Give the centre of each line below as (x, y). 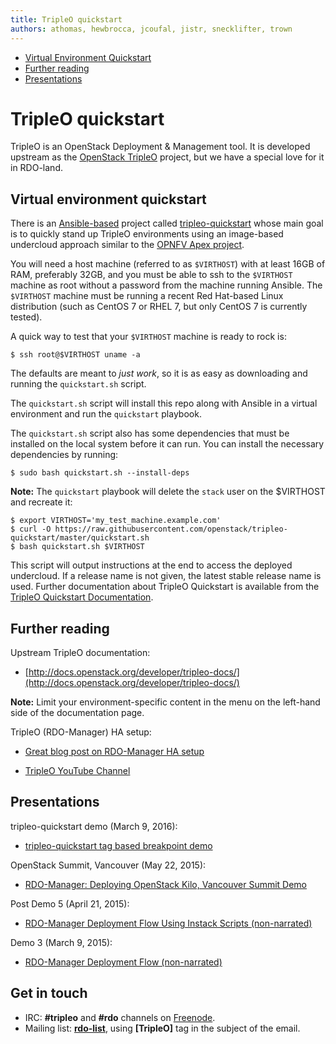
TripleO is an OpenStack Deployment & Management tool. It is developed (160, 147)
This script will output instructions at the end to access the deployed (151, 565)
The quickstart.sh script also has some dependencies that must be (150, 433)
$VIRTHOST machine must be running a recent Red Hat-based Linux (147, 296)
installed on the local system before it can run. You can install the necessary (167, 444)
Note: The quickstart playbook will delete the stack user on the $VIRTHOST (168, 492)
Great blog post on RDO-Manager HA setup (114, 752)
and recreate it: (41, 502)
